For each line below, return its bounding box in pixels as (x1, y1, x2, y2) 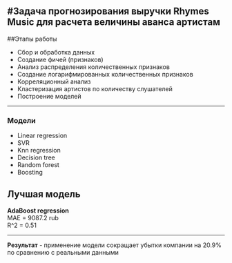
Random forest (17, 161, 60, 169)
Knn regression (17, 146, 61, 155)
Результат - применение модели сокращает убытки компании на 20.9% (7, 241, 222, 249)
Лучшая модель (7, 188, 81, 199)
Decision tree (17, 153, 55, 162)
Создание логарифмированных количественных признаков (17, 70, 193, 78)
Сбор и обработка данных (17, 48, 95, 56)
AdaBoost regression (7, 206, 69, 215)
